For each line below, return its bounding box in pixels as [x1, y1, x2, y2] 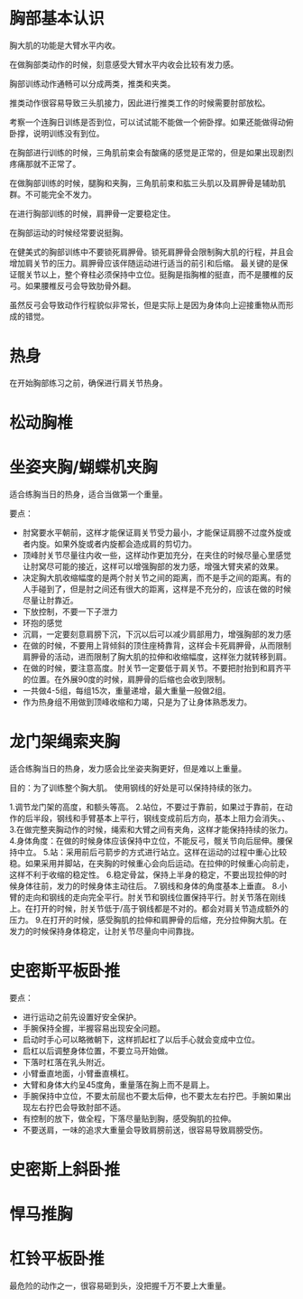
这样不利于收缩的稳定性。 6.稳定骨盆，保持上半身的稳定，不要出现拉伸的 [9, 869, 280, 880]
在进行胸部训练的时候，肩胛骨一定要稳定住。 [9, 208, 176, 219]
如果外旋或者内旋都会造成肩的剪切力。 [53, 538, 197, 549]
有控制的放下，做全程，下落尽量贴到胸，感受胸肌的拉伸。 [22, 1113, 236, 1124]
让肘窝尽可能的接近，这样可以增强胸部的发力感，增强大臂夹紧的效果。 [22, 561, 284, 572]
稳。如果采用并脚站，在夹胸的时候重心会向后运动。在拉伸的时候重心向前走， [9, 857, 294, 868]
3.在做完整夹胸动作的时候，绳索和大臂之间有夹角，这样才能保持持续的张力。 [9, 824, 293, 835]
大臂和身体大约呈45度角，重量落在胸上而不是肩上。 [22, 1079, 215, 1089]
